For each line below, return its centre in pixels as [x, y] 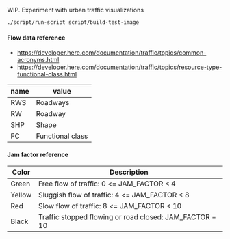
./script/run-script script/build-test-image [73, 23]
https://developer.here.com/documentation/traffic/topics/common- [112, 53]
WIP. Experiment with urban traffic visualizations [76, 10]
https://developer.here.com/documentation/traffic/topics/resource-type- [119, 67]
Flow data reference [36, 38]
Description [129, 172]
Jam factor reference [38, 154]
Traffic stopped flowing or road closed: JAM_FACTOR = [128, 217]
